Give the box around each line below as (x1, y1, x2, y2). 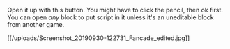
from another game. (7, 21, 65, 28)
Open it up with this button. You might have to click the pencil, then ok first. (7, 6, 223, 14)
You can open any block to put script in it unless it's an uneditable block (7, 13, 214, 21)
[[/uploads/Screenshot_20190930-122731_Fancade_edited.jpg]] (7, 34, 190, 42)
